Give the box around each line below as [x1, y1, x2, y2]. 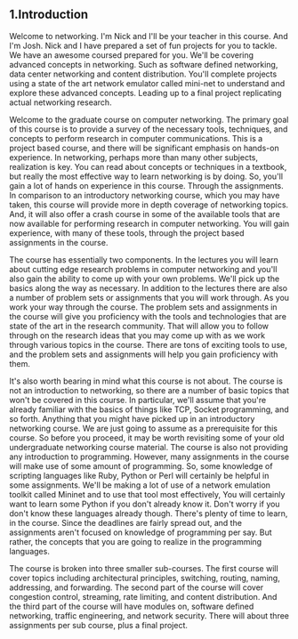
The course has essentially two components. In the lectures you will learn [9, 254, 278, 265]
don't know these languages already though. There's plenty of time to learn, [9, 507, 288, 519]
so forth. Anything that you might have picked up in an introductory [9, 413, 255, 424]
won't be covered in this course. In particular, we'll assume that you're [9, 394, 267, 405]
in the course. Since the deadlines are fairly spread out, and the [9, 517, 243, 528]
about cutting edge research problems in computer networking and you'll [9, 263, 278, 274]
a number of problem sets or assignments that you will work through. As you [9, 292, 290, 303]
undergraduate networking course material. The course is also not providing [9, 441, 289, 452]
